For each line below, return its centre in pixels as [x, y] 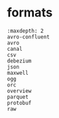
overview [19, 91]
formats [30, 13]
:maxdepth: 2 [25, 31]
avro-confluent [28, 37]
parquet [18, 97]
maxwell [18, 73]
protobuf [19, 103]
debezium [19, 61]
